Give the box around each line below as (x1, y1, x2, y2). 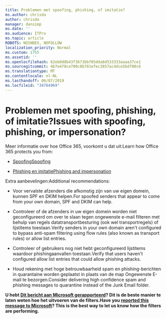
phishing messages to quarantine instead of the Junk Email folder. (12, 282, 150, 288)
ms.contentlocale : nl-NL (5, 74, 58, 79)
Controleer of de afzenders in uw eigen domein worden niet (12, 208, 137, 215)
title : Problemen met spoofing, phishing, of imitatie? (5, 7, 125, 13)
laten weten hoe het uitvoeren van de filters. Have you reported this (5, 297, 149, 303)
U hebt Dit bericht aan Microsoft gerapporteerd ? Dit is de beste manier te (5, 292, 161, 298)
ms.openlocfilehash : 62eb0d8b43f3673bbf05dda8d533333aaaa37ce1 (5, 59, 141, 64)
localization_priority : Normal (5, 45, 71, 50)
